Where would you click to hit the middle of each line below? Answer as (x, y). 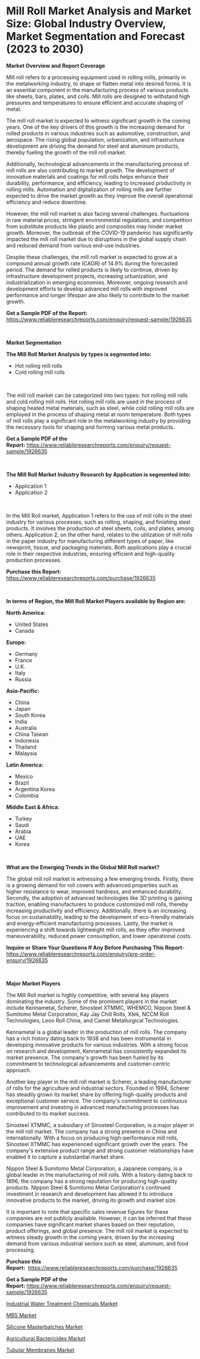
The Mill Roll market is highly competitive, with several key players (87, 995)
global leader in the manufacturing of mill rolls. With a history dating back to (99, 1175)
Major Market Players (33, 983)
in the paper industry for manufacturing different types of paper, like (90, 541)
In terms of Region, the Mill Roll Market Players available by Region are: (96, 601)
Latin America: (25, 765)
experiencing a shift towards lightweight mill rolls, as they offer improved (96, 929)
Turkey (23, 819)
